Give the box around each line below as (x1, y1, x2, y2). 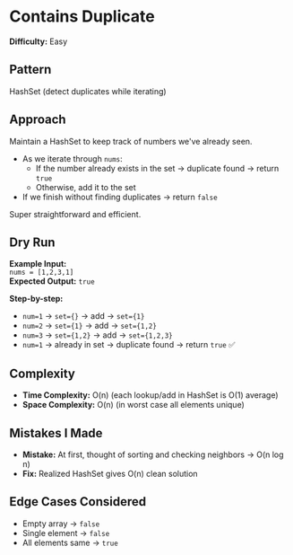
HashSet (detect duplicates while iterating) (9, 85, 168, 96)
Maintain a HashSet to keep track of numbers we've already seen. (9, 136, 253, 146)
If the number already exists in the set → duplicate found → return (35, 163, 280, 173)
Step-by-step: (9, 294, 64, 304)
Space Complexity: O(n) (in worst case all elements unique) (22, 400, 245, 410)
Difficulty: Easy (9, 36, 68, 47)
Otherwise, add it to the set (35, 181, 136, 192)
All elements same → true (22, 537, 118, 548)
